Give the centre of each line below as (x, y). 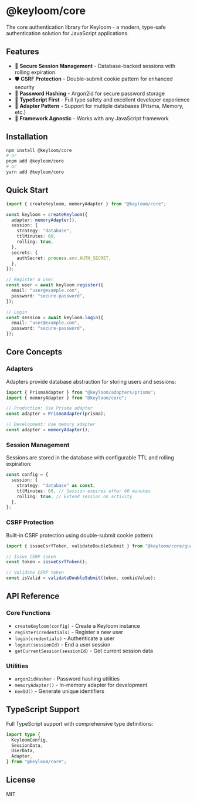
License (21, 780)
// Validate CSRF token (35, 573)
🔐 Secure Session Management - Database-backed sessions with (95, 66)
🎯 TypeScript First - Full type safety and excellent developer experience (102, 99)
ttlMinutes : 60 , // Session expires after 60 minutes (84, 491)
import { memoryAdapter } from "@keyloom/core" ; (67, 398)
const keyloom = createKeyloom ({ (47, 214)
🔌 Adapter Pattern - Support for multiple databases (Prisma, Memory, (99, 106)
